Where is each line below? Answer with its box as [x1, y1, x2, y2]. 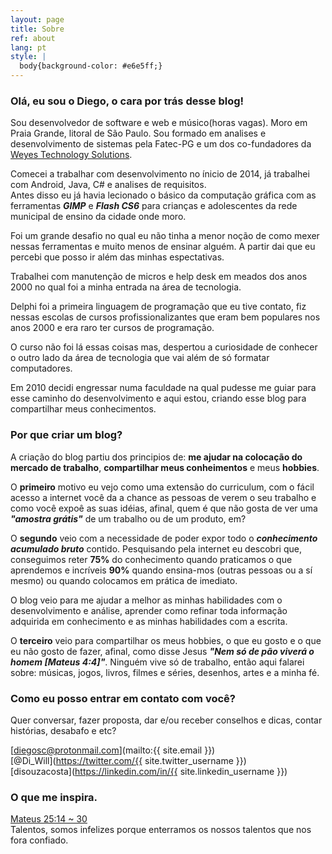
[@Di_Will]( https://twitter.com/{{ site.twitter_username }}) [10, 754, 247, 766]
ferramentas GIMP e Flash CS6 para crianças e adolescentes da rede [10, 200, 298, 212]
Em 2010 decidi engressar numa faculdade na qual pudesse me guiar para [10, 382, 317, 394]
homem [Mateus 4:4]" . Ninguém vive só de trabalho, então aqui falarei [10, 656, 305, 668]
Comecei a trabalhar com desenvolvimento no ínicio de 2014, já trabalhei [10, 168, 310, 180]
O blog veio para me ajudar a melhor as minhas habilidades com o [10, 594, 283, 606]
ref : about [10, 33, 56, 43]
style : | [10, 52, 47, 62]
